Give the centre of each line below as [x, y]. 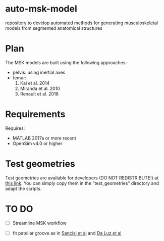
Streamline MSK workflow [39, 223]
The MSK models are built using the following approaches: [66, 62]
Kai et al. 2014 [35, 83]
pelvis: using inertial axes [39, 72]
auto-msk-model [41, 9]
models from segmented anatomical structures [54, 28]
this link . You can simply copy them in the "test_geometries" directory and [82, 183]
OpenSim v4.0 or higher [37, 143]
